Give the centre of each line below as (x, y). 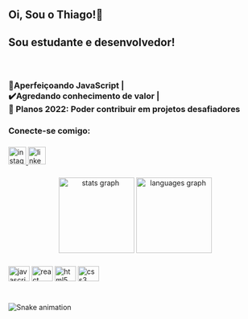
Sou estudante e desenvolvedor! (92, 42)
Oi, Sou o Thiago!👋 (56, 15)
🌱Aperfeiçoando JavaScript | (66, 85)
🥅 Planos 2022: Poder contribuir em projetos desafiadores (124, 109)
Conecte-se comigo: (50, 130)
